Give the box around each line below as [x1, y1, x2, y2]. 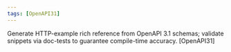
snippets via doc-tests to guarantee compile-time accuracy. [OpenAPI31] [7, 36, 215, 45]
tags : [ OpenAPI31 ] [7, 10, 60, 17]
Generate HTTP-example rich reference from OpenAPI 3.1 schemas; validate [7, 29, 224, 37]
